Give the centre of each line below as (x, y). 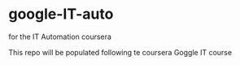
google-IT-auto (61, 14)
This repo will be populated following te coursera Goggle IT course (120, 52)
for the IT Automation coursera (60, 37)
